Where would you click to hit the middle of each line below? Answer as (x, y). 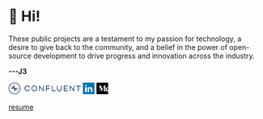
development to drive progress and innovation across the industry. (144, 55)
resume (21, 107)
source (20, 55)
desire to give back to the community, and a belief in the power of (118, 47)
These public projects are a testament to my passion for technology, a (125, 39)
